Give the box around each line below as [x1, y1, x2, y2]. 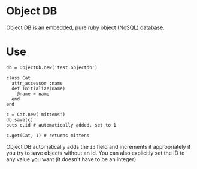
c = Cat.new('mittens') [6, 112, 66, 118]
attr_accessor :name [11, 80, 63, 86]
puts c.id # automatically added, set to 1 [6, 122, 117, 128]
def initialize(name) [11, 85, 66, 91]
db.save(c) [6, 116, 34, 123]
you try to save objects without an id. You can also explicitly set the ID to [6, 149, 185, 156]
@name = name [17, 91, 50, 97]
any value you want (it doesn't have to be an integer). [6, 155, 138, 162]
